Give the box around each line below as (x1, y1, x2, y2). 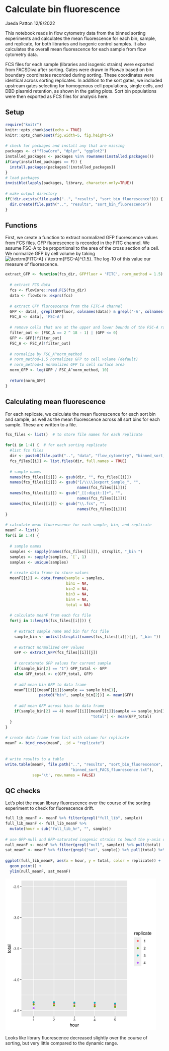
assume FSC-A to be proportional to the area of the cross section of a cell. (5, 245, 159, 251)
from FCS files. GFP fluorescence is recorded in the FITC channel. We (5, 240, 150, 246)
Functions (5, 221, 38, 230)
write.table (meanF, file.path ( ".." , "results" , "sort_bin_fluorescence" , (5, 762, 163, 767)
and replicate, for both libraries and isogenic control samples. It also (5, 40, 146, 46)
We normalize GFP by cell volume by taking (5, 251, 96, 257)
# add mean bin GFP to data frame (14, 682, 87, 687)
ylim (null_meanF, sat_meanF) (10, 869, 71, 874)
